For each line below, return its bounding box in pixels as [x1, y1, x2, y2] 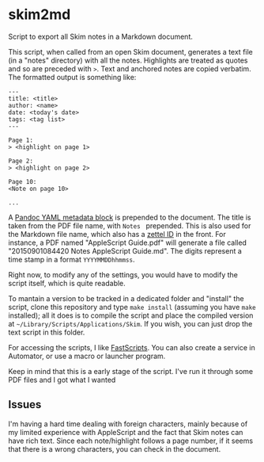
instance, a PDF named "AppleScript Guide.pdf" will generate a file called [8, 238, 247, 247]
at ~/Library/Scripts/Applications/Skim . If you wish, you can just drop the [8, 319, 253, 328]
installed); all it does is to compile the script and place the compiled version [8, 311, 254, 320]
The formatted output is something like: [8, 72, 137, 82]
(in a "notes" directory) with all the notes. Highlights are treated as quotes [8, 55, 248, 65]
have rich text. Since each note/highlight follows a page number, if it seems [8, 436, 254, 445]
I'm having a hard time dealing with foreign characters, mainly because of [8, 418, 248, 429]
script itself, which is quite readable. [8, 278, 126, 288]
